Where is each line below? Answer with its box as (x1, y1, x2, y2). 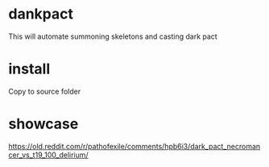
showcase (8, 115, 79, 133)
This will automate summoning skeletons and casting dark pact (8, 31, 217, 41)
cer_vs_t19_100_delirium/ (8, 150, 89, 160)
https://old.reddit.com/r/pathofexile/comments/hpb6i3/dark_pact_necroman (8, 141, 261, 151)
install (8, 60, 51, 78)
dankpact (8, 5, 74, 23)
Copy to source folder (8, 86, 81, 96)
